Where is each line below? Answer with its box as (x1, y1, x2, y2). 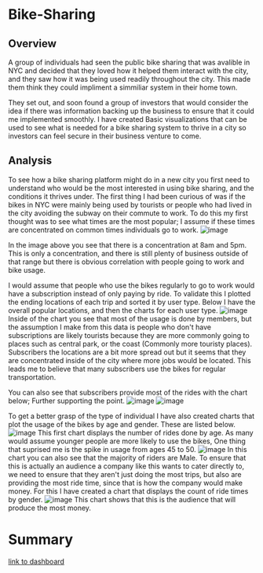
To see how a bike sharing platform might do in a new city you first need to (8, 174, 250, 184)
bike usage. (8, 265, 46, 274)
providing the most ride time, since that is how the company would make (8, 478, 243, 487)
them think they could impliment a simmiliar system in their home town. (8, 83, 238, 92)
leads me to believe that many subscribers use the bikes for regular (8, 364, 226, 373)
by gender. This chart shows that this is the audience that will (8, 494, 236, 504)
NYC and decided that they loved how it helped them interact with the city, (8, 66, 249, 75)
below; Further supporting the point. (8, 395, 126, 406)
